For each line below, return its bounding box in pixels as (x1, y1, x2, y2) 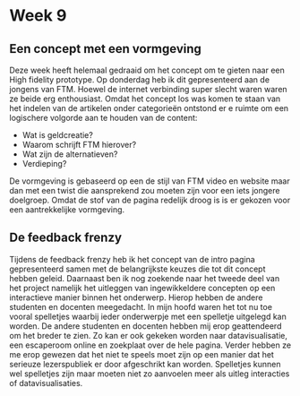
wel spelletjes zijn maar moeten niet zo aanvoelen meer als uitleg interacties (9, 368, 290, 379)
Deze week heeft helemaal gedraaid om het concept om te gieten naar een (9, 65, 285, 75)
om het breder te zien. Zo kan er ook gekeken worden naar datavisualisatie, (9, 330, 288, 340)
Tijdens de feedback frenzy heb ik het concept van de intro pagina (9, 254, 255, 264)
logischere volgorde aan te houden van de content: (9, 113, 198, 123)
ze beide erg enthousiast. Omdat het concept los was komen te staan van (9, 93, 281, 104)
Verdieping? (21, 159, 67, 168)
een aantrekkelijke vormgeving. (9, 204, 125, 215)
